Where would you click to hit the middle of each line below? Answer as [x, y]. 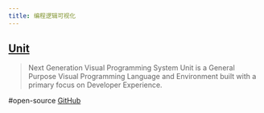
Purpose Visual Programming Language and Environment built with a [142, 77]
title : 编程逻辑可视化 [42, 16]
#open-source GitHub [45, 101]
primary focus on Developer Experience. [95, 85]
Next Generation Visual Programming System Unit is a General [131, 68]
